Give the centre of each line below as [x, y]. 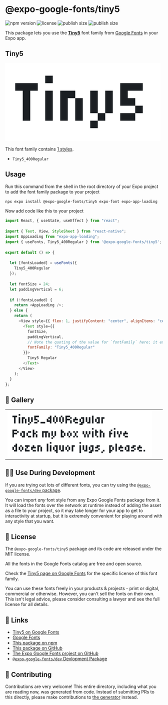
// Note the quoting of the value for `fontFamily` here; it [92, 342]
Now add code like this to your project [44, 211]
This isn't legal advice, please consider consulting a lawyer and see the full [82, 599]
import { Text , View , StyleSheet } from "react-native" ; [66, 231]
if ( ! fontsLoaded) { [31, 300]
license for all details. [27, 604]
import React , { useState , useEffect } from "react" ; [62, 221]
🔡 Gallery [20, 400]
